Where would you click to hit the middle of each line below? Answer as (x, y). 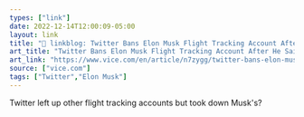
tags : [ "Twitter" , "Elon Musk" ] (68, 77)
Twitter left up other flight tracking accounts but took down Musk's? (136, 102)
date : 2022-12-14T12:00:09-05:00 (72, 26)
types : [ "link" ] (40, 18)
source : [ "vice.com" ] (50, 69)
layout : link (34, 34)
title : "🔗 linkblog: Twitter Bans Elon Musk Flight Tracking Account (143, 43)
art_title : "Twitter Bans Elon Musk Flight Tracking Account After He (145, 52)
